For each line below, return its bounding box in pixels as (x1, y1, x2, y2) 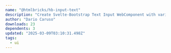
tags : (5, 36, 17, 41)
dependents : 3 (5, 26, 36, 31)
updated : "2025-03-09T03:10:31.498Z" (5, 31, 85, 36)
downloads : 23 (5, 21, 36, 27)
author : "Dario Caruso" (5, 17, 56, 22)
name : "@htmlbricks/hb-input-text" (5, 7, 81, 13)
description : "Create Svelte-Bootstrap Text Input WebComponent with (5, 12, 156, 17)
